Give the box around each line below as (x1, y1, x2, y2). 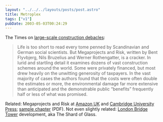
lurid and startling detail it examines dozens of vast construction (17, 60, 148, 66)
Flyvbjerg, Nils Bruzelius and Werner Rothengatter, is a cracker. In (17, 55, 151, 61)
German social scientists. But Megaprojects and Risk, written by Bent (17, 49, 158, 55)
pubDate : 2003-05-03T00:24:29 (5, 21, 68, 26)
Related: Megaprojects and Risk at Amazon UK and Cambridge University (5, 101, 155, 107)
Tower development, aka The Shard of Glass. (5, 112, 97, 118)
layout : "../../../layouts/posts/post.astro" (5, 7, 100, 12)
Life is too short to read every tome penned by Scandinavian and (17, 44, 149, 50)
